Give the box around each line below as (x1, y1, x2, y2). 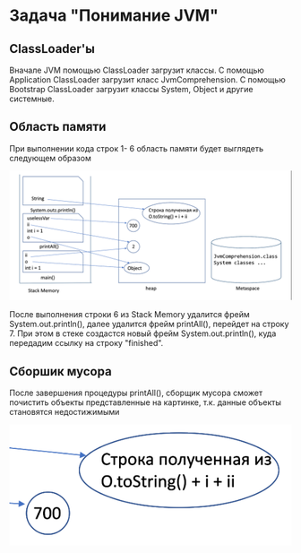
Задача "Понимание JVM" (9, 5, 219, 26)
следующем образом (9, 152, 91, 163)
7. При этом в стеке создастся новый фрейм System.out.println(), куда (9, 328, 277, 339)
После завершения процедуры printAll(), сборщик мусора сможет (9, 387, 263, 398)
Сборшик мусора (9, 364, 112, 379)
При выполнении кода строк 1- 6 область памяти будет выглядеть (9, 143, 264, 153)
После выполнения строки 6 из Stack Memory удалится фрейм (9, 309, 250, 320)
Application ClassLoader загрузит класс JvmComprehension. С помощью (9, 74, 286, 85)
